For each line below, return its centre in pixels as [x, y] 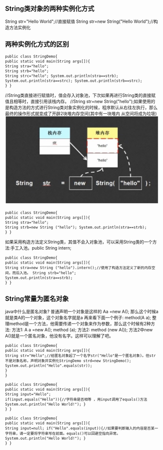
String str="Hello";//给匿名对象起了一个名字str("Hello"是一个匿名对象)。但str [81, 356]
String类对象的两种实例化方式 [50, 9]
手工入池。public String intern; [41, 248]
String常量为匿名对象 [37, 299]
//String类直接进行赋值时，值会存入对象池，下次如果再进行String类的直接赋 [80, 95]
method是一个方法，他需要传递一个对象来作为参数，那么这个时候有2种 [80, 324]
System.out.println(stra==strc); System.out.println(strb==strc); [74, 81]
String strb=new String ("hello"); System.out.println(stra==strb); [76, 227]
